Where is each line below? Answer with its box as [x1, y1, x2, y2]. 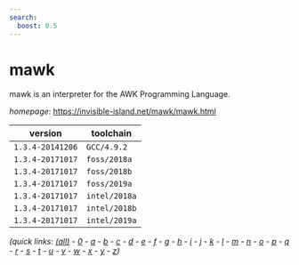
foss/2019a [85, 179, 133, 189]
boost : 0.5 [17, 21, 58, 30]
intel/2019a [85, 215, 137, 226]
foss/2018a [85, 155, 133, 165]
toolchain [91, 127, 132, 140]
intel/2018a [85, 191, 137, 201]
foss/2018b [85, 166, 133, 177]
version [29, 127, 62, 140]
